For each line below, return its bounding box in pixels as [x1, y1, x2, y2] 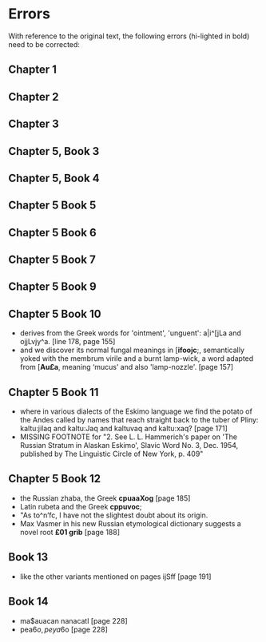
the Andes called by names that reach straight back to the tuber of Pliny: [19, 415, 259, 425]
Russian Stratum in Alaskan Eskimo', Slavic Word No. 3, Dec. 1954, [19, 441, 239, 450]
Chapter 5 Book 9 [8, 280, 97, 294]
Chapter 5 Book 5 [8, 199, 97, 212]
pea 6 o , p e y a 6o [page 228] [19, 624, 108, 634]
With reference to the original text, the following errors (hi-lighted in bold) [8, 31, 250, 41]
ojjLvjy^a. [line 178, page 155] [19, 337, 116, 347]
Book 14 [8, 595, 50, 608]
